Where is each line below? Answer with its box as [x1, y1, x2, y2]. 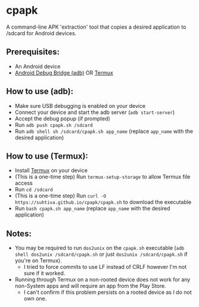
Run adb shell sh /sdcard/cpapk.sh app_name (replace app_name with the [14, 128, 194, 135]
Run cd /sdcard [14, 186, 53, 193]
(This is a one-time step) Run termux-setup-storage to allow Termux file [14, 173, 191, 181]
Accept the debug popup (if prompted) [14, 114, 110, 122]
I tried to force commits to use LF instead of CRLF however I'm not [23, 263, 187, 271]
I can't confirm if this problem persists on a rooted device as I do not [23, 289, 192, 296]
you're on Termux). [14, 257, 62, 264]
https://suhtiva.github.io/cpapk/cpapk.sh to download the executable [14, 199, 192, 206]
